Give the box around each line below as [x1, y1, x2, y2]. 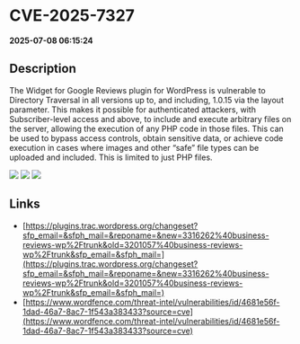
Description [9, 61, 76, 76]
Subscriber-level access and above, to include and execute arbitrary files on [9, 113, 292, 124]
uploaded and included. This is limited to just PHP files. [9, 152, 213, 163]
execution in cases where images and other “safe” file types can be [9, 142, 260, 153]
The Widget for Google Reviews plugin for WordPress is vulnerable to [9, 84, 267, 95]
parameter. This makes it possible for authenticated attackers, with [9, 104, 256, 115]
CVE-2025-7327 [9, 5, 135, 26]
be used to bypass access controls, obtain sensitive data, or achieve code [9, 132, 284, 144]
